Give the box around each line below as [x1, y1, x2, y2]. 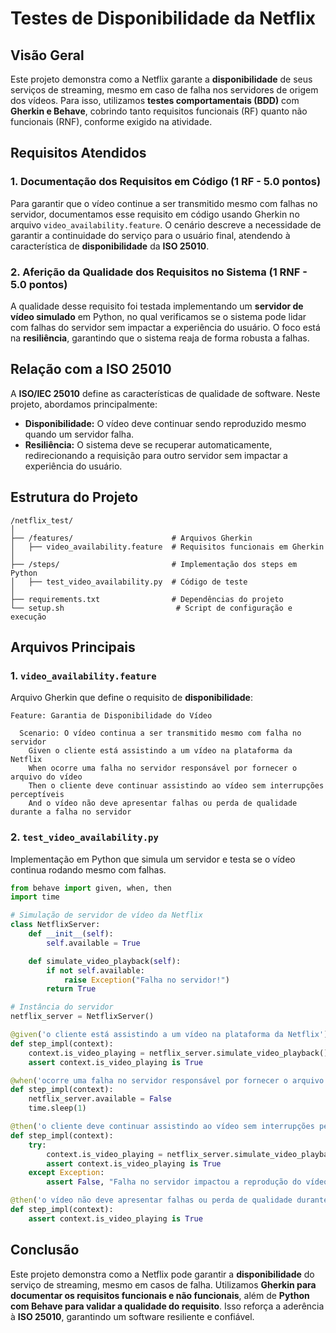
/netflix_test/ [10, 515, 74, 526]
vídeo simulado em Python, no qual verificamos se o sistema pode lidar [10, 310, 307, 322]
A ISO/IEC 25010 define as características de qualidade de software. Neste [10, 387, 321, 399]
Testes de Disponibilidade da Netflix [10, 7, 316, 30]
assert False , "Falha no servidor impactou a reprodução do [46, 1177, 302, 1187]
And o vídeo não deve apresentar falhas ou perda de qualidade [28, 798, 298, 809]
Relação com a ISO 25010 [10, 361, 172, 378]
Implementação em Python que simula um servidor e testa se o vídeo [10, 853, 296, 865]
